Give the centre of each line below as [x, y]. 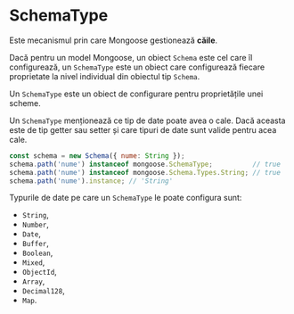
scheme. [25, 103]
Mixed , [33, 262]
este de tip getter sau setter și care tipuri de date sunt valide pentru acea [143, 129]
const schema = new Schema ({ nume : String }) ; [97, 156]
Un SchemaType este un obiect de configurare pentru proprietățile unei [136, 94]
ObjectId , [40, 272]
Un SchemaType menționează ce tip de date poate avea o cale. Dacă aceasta [147, 120]
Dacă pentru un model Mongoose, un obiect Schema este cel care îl [131, 57]
